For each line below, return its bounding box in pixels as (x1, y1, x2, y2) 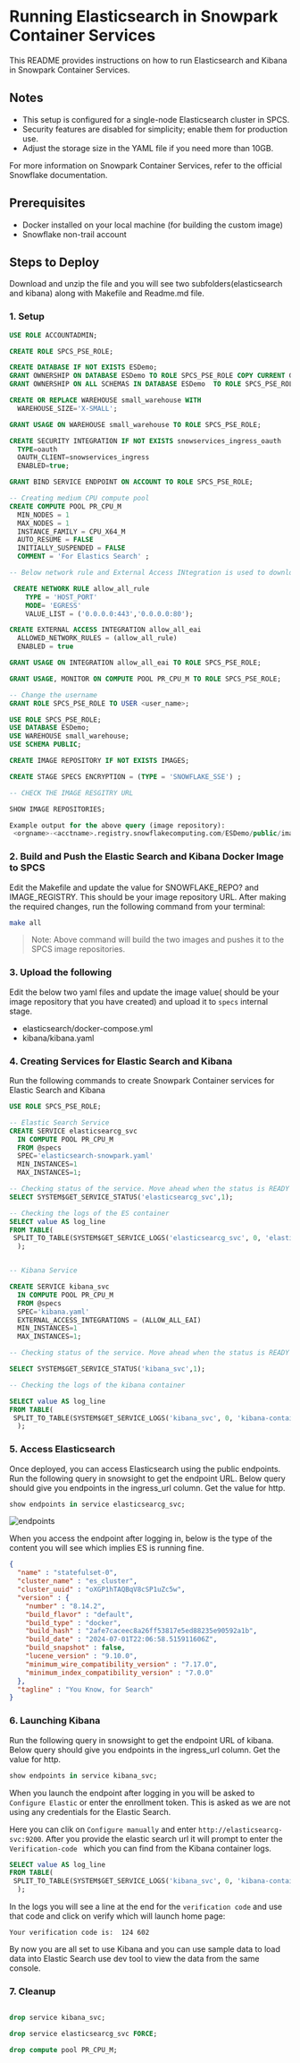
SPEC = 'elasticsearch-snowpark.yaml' (17, 1151, 154, 1160)
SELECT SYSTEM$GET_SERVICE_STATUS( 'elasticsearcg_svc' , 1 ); (9, 1193, 234, 1202)
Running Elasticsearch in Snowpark (9, 6, 279, 27)
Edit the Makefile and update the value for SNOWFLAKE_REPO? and (9, 882, 259, 893)
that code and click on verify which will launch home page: (9, 1911, 226, 1922)
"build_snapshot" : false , (25, 1643, 126, 1653)
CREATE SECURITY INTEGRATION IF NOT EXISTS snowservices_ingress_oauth (9, 436, 281, 445)
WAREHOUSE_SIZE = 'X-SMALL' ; (17, 404, 118, 413)
